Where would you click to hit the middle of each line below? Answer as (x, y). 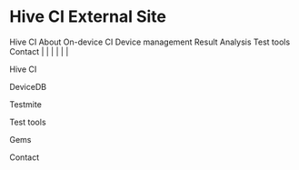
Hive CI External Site (88, 17)
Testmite (26, 104)
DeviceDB (28, 86)
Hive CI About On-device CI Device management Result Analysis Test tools (150, 42)
